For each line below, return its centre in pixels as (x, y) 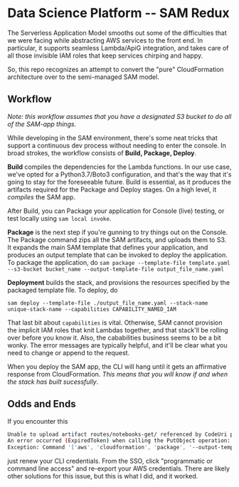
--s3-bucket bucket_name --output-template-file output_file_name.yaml (116, 269)
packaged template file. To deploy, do (63, 290)
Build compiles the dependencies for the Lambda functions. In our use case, (119, 167)
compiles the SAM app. (42, 197)
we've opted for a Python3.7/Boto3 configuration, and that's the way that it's (119, 174)
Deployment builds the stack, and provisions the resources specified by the (118, 282)
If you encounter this (38, 421)
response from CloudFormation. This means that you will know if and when (118, 374)
